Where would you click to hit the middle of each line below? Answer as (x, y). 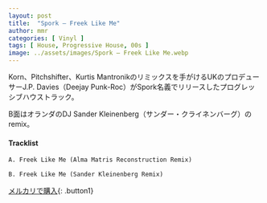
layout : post (30, 16)
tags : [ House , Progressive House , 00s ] (79, 46)
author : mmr (28, 30)
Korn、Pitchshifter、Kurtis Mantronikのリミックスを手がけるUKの (117, 77)
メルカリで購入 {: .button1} (51, 190)
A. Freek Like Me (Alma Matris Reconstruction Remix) (101, 160)
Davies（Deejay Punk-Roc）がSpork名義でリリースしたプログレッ (146, 87)
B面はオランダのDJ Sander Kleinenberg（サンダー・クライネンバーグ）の (130, 114)
